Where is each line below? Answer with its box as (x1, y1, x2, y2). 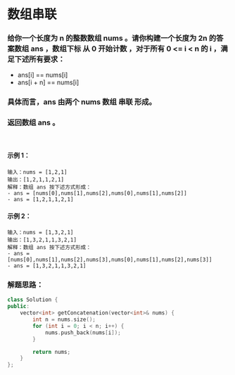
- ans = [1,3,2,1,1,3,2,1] (7, 262, 87, 269)
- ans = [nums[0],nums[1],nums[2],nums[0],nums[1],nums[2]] (7, 189, 188, 197)
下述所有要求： (14, 54, 65, 64)
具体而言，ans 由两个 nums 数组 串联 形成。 (7, 97, 157, 107)
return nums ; (32, 348, 71, 355)
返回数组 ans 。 (7, 117, 60, 127)
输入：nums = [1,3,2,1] (7, 229, 74, 236)
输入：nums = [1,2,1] (7, 168, 68, 176)
